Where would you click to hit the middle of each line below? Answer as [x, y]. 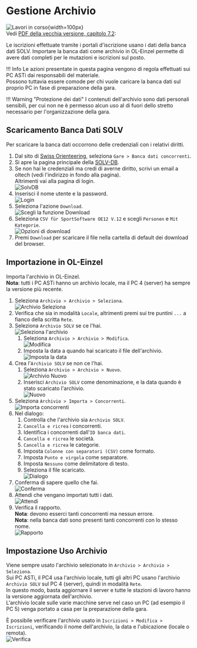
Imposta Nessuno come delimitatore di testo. [76, 463]
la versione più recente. [35, 289]
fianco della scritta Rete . [44, 319]
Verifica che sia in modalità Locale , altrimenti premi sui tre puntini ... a [100, 313]
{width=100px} [66, 27]
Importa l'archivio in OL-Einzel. [43, 276]
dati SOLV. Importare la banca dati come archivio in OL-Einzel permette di [95, 51]
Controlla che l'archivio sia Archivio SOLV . [74, 420]
